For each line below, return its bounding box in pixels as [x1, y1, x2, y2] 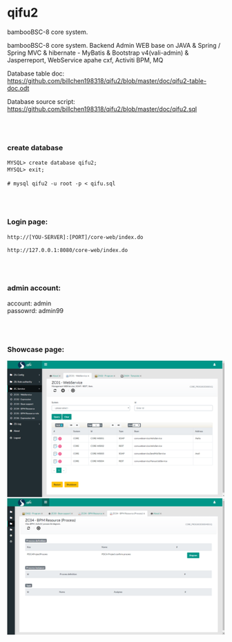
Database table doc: [7, 69, 65, 78]
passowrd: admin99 [7, 306, 64, 314]
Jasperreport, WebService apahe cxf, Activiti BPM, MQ [7, 55, 164, 64]
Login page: [7, 217, 48, 226]
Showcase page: [7, 344, 64, 354]
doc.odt [7, 84, 30, 92]
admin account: [7, 283, 61, 293]
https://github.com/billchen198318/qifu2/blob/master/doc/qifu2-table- [7, 76, 207, 84]
